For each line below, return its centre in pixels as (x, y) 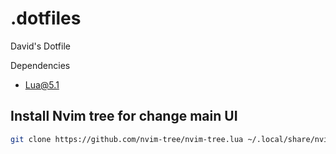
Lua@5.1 (42, 84)
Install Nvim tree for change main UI (124, 116)
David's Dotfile (40, 46)
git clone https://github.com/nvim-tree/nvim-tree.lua (127, 139)
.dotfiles (46, 18)
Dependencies (40, 65)
